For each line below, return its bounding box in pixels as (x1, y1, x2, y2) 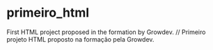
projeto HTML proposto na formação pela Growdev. (6, 35, 155, 43)
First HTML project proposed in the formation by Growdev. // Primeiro (6, 28, 206, 36)
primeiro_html (6, 5, 90, 21)
